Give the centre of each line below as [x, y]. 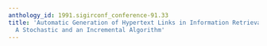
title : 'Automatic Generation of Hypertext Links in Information [118, 23]
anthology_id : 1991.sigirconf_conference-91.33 [89, 15]
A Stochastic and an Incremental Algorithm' [90, 30]
